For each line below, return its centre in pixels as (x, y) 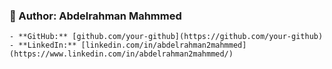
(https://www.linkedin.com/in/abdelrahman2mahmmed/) (121, 54)
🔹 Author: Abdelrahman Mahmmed (95, 16)
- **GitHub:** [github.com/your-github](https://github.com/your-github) (166, 37)
